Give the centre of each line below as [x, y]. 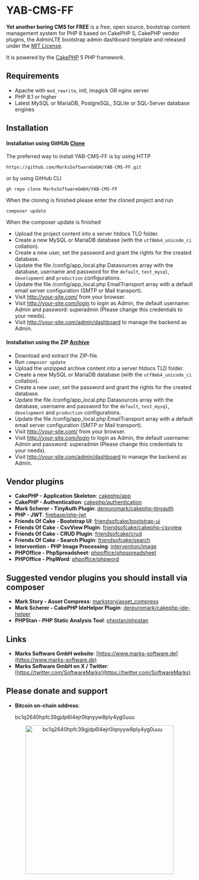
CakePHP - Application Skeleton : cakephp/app [73, 496]
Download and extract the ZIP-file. [57, 355]
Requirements [33, 76]
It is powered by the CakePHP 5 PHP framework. [65, 57]
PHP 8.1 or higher [36, 96]
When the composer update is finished [53, 222]
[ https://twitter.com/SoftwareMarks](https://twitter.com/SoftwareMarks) [103, 672]
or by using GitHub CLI [34, 178]
